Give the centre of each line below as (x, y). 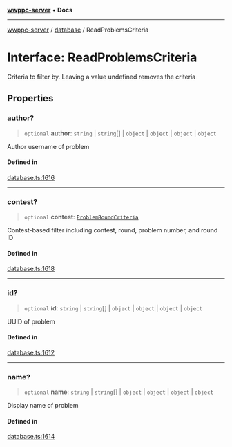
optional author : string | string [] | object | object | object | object (120, 133)
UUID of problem (31, 321)
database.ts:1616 (31, 177)
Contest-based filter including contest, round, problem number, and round (113, 230)
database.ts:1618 (31, 269)
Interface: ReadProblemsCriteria (102, 58)
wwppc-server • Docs (40, 10)
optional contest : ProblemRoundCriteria (81, 217)
